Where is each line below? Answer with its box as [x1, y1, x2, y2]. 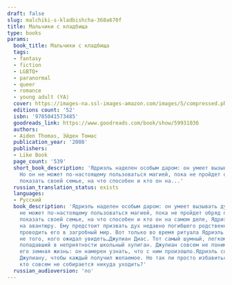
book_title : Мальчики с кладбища [13, 42, 110, 49]
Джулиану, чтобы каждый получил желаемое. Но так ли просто [19, 255, 196, 261]
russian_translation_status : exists [13, 184, 119, 191]
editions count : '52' [13, 107, 76, 113]
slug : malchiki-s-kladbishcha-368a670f [7, 17, 122, 24]
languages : [13, 190, 45, 197]
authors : [13, 126, 39, 133]
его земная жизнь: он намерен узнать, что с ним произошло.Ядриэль [19, 248, 217, 255]
